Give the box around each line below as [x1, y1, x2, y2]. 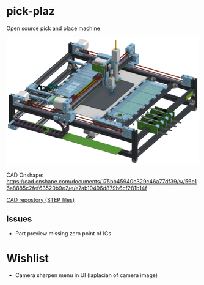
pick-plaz [6, 4, 55, 18]
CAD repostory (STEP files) [6, 196, 75, 203]
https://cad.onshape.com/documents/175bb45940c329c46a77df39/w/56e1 [6, 177, 197, 185]
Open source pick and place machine [6, 24, 101, 32]
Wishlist [6, 251, 49, 265]
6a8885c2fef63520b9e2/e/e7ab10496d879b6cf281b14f [6, 184, 148, 191]
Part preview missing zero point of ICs [15, 230, 112, 237]
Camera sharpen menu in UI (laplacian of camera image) [15, 272, 158, 279]
